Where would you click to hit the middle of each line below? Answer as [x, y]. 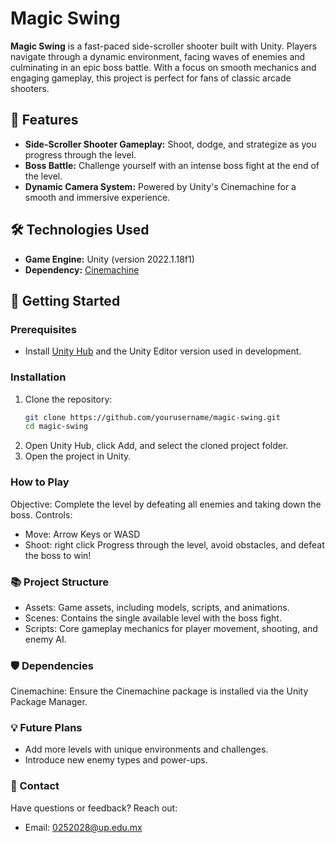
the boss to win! [58, 555]
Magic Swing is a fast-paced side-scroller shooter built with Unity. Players [164, 46]
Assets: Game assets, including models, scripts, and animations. [157, 607]
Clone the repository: [68, 399]
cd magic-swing [56, 427]
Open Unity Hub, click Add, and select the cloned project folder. [156, 446]
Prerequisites [43, 329]
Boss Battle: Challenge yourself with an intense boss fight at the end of [172, 165]
